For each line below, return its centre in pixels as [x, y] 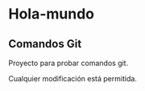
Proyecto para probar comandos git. [68, 63]
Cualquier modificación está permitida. [72, 79]
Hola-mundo [52, 14]
